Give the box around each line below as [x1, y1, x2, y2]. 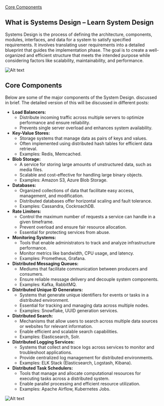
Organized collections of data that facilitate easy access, [19, 187, 134, 193]
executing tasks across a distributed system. [19, 376, 110, 381]
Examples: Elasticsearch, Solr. [19, 334, 80, 340]
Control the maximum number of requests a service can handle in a [19, 213, 156, 219]
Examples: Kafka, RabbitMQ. [19, 281, 77, 287]
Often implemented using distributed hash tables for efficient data [19, 140, 153, 146]
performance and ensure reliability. [19, 119, 91, 125]
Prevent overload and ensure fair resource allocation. [19, 224, 127, 230]
